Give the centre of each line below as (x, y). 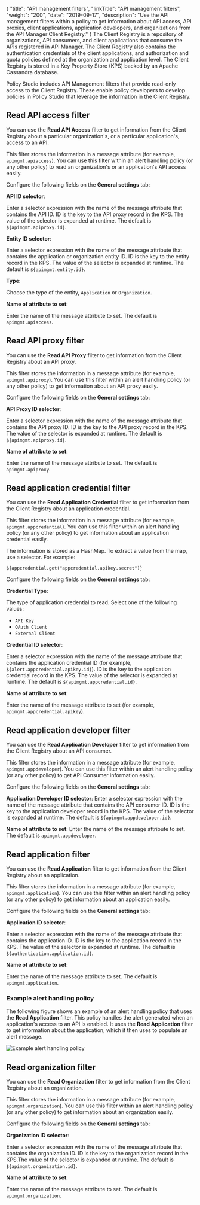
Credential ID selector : (35, 645)
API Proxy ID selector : (34, 409)
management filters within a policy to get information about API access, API (99, 21)
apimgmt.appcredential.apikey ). (45, 711)
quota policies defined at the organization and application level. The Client (98, 60)
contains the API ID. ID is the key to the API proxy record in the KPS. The (95, 214)
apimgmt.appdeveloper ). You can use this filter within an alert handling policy (99, 769)
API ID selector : (26, 196)
